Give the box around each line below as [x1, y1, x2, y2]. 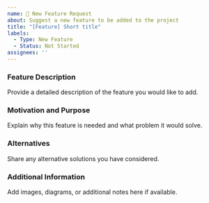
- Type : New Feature [13, 36, 73, 43]
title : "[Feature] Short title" [7, 23, 101, 30]
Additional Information [7, 172, 86, 181]
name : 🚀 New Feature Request [7, 10, 92, 17]
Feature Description [7, 72, 77, 82]
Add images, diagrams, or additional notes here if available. [7, 188, 178, 196]
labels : [7, 29, 30, 37]
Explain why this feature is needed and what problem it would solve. [7, 121, 203, 130]
